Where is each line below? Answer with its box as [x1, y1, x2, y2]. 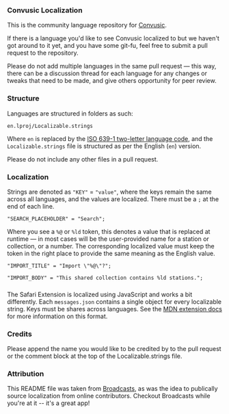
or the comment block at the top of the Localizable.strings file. [7, 352, 183, 361]
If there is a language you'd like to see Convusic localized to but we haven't [7, 34, 220, 42]
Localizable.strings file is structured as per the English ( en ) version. [7, 142, 202, 150]
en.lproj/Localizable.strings [7, 122, 94, 129]
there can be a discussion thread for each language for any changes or [7, 69, 207, 77]
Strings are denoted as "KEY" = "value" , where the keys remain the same [7, 187, 212, 196]
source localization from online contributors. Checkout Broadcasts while [7, 392, 211, 400]
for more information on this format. [7, 312, 108, 320]
